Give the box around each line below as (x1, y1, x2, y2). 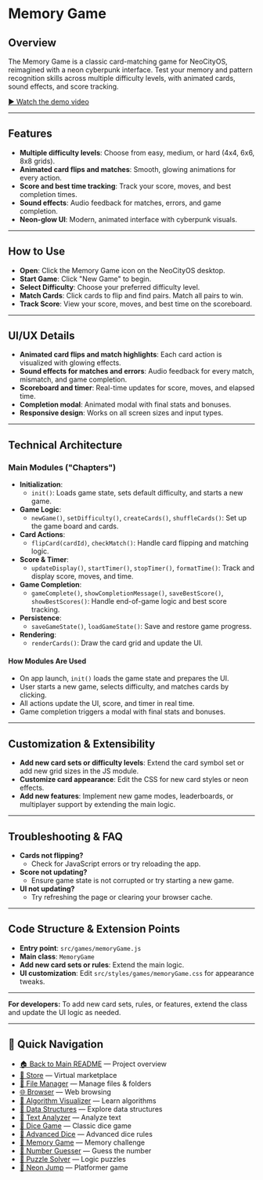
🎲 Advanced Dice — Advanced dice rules (19, 1129, 153, 1138)
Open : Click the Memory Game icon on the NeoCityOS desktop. (19, 265, 225, 275)
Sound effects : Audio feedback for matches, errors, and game (19, 198, 222, 207)
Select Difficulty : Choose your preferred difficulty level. (19, 282, 200, 291)
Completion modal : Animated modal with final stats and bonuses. (19, 400, 232, 409)
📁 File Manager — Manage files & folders (19, 1079, 152, 1088)
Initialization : (19, 480, 63, 489)
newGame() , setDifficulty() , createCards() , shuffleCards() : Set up (31, 513, 247, 523)
